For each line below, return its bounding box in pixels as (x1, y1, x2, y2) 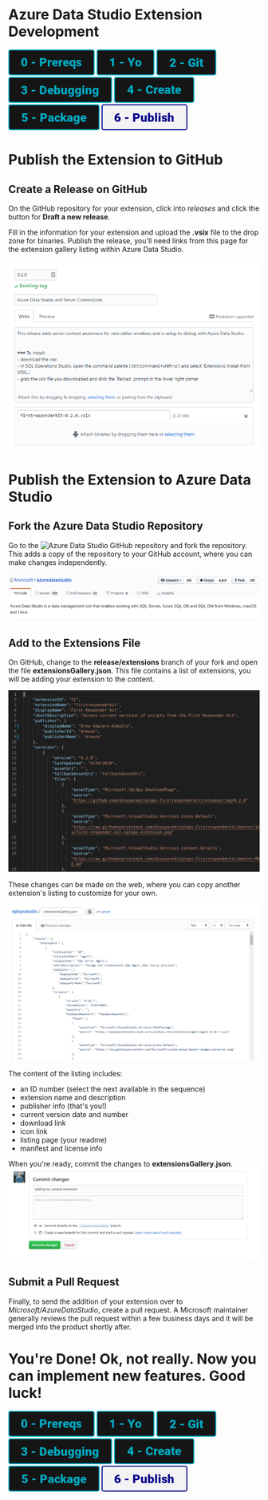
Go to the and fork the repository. (8, 540, 247, 550)
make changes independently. (8, 557, 108, 567)
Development (8, 22, 100, 41)
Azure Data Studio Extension (8, 6, 203, 24)
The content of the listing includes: (8, 1069, 123, 1079)
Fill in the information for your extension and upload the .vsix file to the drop (8, 227, 259, 237)
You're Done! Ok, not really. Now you (8, 1350, 257, 1368)
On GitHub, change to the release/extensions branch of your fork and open (8, 657, 258, 667)
